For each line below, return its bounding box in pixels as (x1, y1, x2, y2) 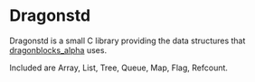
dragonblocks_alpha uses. (9, 44, 107, 55)
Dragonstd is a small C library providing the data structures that (9, 35, 246, 46)
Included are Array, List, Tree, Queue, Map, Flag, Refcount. (9, 62, 229, 73)
